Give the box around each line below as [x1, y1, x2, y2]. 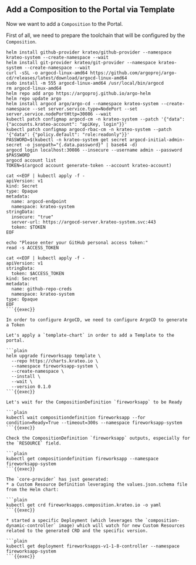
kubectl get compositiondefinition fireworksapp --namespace [6, 456, 159, 462]
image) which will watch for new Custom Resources [58, 523, 185, 529]
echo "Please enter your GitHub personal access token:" [6, 239, 148, 246]
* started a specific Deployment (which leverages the [6, 517, 143, 523]
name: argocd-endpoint [11, 198, 67, 205]
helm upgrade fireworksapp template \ [6, 353, 101, 359]
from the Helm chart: [6, 486, 59, 493]
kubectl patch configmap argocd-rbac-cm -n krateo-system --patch [6, 126, 172, 132]
